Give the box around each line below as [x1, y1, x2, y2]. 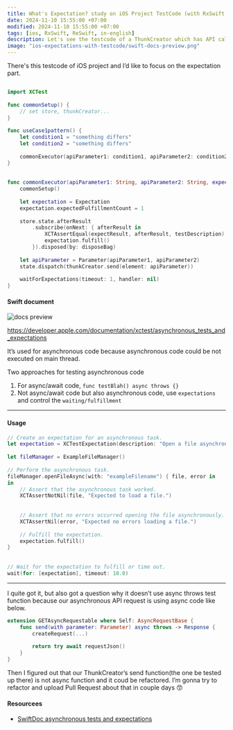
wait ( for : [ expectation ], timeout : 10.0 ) [7, 569, 129, 577]
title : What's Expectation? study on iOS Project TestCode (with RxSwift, [7, 10, 228, 17]
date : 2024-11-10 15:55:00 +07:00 [7, 17, 107, 24]
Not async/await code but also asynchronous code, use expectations [17, 389, 216, 397]
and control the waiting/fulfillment [17, 396, 122, 405]
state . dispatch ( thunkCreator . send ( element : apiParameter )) [19, 263, 194, 270]
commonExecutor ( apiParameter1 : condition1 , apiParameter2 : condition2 [19, 153, 228, 160]
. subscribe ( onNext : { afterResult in [32, 224, 141, 232]
